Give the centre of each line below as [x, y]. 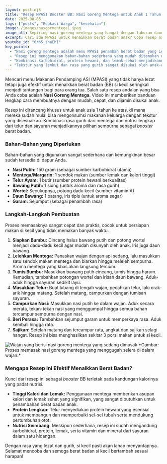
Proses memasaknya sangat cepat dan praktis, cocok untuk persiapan [77, 225]
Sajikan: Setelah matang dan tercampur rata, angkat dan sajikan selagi [85, 330]
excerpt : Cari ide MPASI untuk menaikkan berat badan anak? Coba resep [81, 38]
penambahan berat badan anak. [45, 404]
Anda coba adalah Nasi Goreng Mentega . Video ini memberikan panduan [80, 95]
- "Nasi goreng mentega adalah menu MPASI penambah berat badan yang [83, 51]
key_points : [17, 47]
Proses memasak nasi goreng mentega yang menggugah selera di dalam [80, 350]
